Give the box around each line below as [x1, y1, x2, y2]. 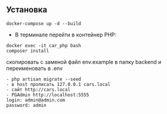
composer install [6, 48, 50, 54]
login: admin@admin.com [6, 97, 66, 103]
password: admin [6, 102, 47, 108]
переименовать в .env [6, 64, 63, 72]
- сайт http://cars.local [6, 87, 70, 93]
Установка [6, 5, 48, 15]
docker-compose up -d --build [6, 20, 82, 26]
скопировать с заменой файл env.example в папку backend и [6, 58, 162, 65]
